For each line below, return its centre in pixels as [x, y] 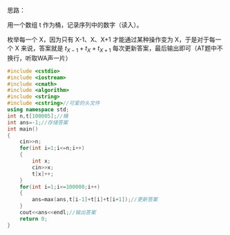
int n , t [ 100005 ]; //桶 [38, 116]
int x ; [41, 161]
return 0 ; [34, 219]
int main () [23, 129]
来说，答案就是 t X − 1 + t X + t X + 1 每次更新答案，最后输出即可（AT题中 [119, 49]
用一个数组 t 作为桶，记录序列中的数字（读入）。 [75, 25]
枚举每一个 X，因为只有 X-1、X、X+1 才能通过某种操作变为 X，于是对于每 [111, 39]
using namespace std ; [38, 110]
